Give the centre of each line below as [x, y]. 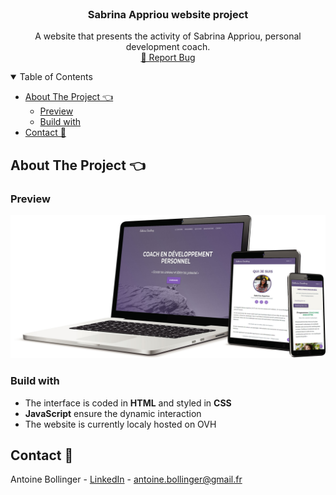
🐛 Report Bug [168, 58]
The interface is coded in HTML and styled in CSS [128, 403]
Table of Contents [56, 77]
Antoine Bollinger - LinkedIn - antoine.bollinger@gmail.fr [126, 479]
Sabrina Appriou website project [168, 14]
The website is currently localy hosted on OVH [120, 424]
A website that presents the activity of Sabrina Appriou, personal [168, 36]
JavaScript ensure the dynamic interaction [113, 413]
